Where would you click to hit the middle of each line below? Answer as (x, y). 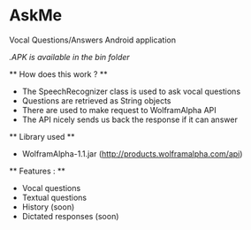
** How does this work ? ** (58, 74)
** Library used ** (42, 136)
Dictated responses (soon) (70, 216)
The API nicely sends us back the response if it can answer (130, 119)
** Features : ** (38, 171)
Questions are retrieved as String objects (96, 100)
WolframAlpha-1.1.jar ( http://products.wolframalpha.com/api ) (132, 153)
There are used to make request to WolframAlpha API (119, 110)
